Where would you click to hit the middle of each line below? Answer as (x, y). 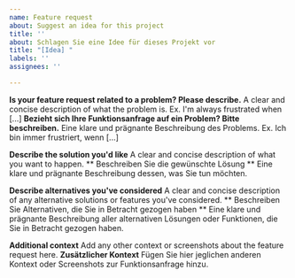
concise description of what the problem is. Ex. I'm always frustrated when (146, 109)
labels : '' (29, 58)
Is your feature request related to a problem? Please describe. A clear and (147, 99)
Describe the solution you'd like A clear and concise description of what (143, 154)
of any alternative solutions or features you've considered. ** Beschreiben (145, 199)
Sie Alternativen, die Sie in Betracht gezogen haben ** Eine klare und (135, 209)
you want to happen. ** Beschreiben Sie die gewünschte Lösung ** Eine (141, 164)
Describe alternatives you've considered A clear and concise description (145, 190)
